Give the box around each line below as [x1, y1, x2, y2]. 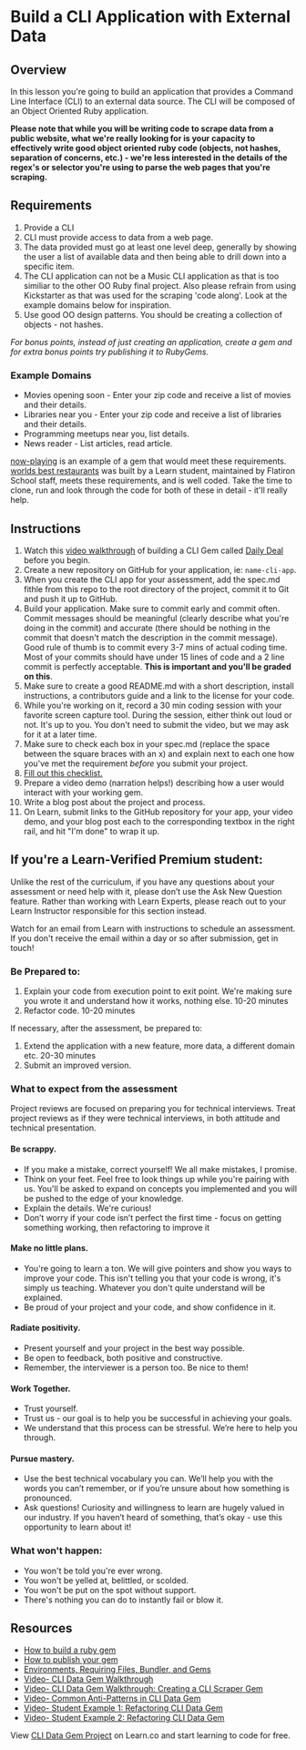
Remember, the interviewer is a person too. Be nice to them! [23, 1362, 249, 1373]
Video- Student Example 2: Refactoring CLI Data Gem [23, 1713, 225, 1724]
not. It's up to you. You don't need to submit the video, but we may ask [23, 719, 290, 730]
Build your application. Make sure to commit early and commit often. [23, 603, 280, 614]
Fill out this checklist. [23, 767, 103, 778]
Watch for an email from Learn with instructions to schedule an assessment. [10, 923, 296, 934]
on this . [23, 670, 53, 681]
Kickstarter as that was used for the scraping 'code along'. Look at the [23, 290, 288, 301]
